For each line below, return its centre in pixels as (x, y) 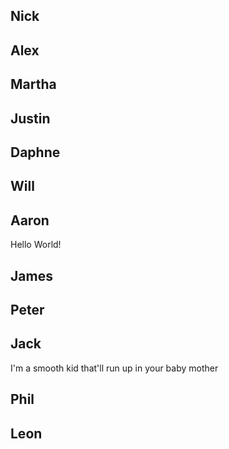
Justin (30, 118)
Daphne (35, 152)
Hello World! (36, 245)
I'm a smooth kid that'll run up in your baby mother (114, 368)
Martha (33, 84)
